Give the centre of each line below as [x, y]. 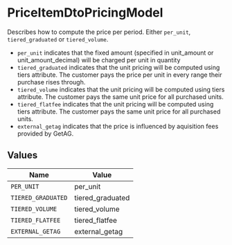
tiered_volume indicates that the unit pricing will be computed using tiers [121, 89]
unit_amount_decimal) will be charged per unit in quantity [99, 60]
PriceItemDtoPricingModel [85, 13]
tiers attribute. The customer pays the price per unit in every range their [120, 75]
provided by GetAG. [45, 134]
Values [23, 155]
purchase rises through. [51, 82]
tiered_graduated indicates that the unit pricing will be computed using [118, 67]
